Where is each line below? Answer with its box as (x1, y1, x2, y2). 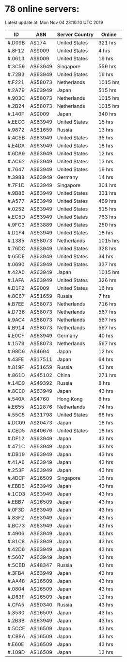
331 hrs (98, 189, 117, 196)
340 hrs (98, 111, 117, 117)
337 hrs (98, 261, 117, 267)
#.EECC (7, 118, 25, 125)
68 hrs (98, 411, 113, 418)
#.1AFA (7, 277, 24, 284)
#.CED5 (7, 427, 25, 434)
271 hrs (98, 372, 117, 378)
